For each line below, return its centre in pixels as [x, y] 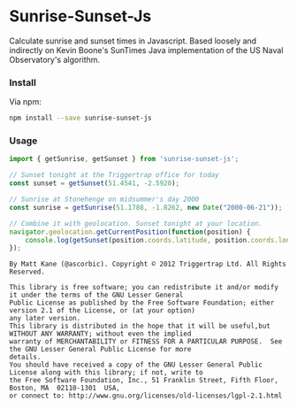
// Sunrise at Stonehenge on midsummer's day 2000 [104, 200]
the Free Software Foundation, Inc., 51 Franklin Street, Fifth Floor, [144, 381]
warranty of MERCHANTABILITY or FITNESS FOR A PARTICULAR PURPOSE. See [146, 342]
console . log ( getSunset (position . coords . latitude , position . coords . [152, 240]
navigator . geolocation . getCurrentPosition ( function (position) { [130, 232]
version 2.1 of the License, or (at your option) [103, 311]
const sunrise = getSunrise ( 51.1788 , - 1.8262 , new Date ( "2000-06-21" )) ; [146, 207]
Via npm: [25, 102]
